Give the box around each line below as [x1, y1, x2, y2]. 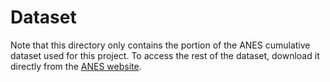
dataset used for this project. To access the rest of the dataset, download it [10, 49, 320, 61]
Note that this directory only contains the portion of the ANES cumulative [10, 39, 311, 51]
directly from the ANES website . [10, 60, 142, 72]
